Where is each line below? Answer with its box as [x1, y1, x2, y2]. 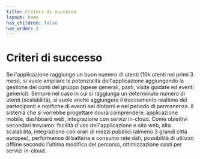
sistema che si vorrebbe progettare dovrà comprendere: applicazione [6, 109, 178, 117]
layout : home [6, 14, 39, 20]
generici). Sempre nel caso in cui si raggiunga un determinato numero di [6, 90, 185, 97]
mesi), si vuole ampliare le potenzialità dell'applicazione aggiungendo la [6, 77, 184, 84]
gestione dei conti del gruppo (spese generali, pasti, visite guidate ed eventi [6, 84, 194, 91]
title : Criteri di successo [6, 8, 77, 15]
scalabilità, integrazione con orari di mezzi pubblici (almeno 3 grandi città [6, 128, 187, 135]
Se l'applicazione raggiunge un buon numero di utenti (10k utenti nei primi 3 [6, 71, 194, 78]
